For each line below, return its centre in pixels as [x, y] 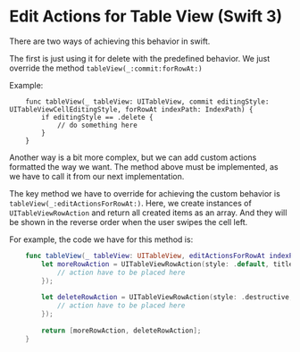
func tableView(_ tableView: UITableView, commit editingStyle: [147, 101]
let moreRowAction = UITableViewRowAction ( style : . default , [155, 264]
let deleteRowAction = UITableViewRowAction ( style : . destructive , [167, 298]
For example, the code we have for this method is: [101, 239]
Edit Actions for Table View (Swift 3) [146, 17]
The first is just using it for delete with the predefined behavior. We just [140, 58]
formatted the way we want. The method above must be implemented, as [144, 166]
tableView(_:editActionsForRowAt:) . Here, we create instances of [130, 203]
